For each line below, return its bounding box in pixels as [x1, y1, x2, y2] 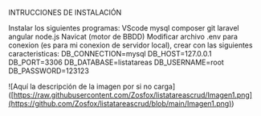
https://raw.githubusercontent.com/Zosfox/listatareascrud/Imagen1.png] [13, 90, 253, 100]
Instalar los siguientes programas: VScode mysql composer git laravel [8, 23, 239, 32]
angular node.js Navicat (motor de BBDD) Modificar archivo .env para [8, 32, 239, 41]
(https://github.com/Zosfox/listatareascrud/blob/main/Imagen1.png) [8, 99, 232, 108]
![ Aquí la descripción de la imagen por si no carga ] [8, 81, 176, 91]
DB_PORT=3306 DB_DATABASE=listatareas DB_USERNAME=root [8, 57, 225, 67]
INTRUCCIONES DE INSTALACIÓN [8, 8, 122, 17]
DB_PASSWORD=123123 [8, 66, 90, 76]
